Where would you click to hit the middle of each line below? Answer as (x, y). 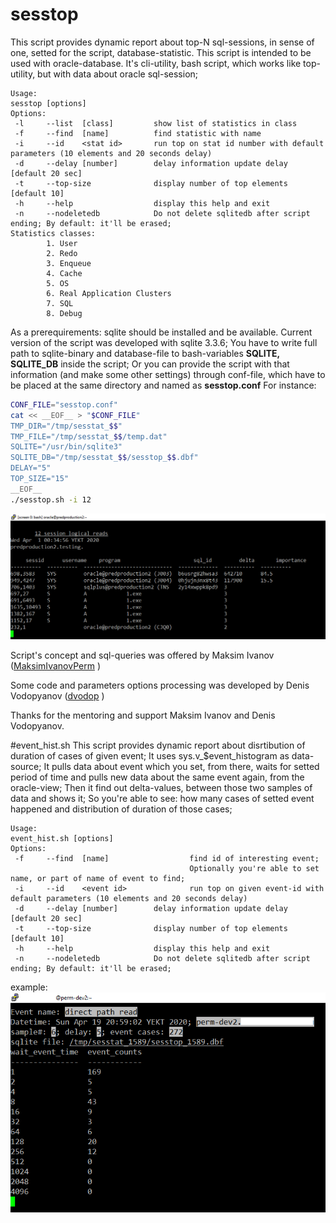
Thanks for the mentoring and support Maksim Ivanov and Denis (143, 715)
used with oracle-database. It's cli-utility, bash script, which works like (156, 63)
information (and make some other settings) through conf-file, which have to (168, 374)
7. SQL (60, 303)
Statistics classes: (53, 233)
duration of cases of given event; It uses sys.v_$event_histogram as (150, 755)
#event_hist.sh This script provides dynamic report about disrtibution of (158, 745)
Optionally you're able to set (254, 868)
